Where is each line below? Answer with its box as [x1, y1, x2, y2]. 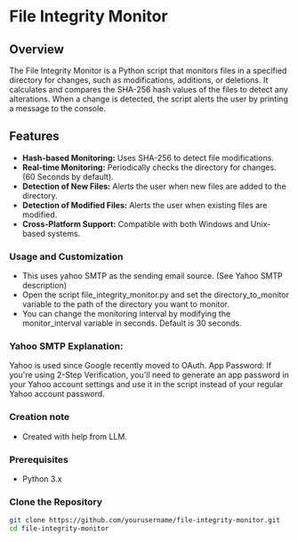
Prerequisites [9, 453, 68, 465]
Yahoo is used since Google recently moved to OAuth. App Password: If [9, 360, 272, 371]
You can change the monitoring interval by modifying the [21, 309, 231, 320]
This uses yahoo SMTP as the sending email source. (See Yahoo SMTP [21, 271, 283, 281]
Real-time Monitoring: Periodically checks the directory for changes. [21, 162, 278, 173]
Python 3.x [21, 473, 62, 484]
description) [21, 280, 68, 291]
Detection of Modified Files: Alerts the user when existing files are [21, 199, 268, 210]
